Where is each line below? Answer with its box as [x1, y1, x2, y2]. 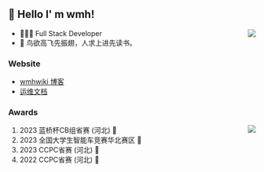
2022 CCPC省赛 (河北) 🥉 [19, 155, 100, 165]
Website [8, 58, 41, 69]
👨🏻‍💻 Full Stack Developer [19, 28, 102, 38]
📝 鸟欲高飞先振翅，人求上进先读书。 [19, 38, 137, 47]
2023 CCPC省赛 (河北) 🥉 [19, 145, 100, 155]
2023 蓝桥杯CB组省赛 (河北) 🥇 [19, 126, 117, 135]
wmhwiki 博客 [19, 77, 64, 86]
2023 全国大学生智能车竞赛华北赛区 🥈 [19, 135, 142, 145]
